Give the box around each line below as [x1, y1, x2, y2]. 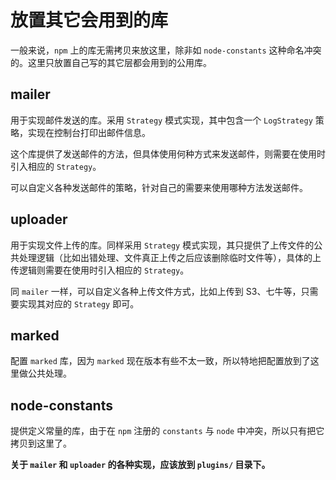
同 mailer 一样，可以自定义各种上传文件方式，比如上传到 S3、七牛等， [10, 285, 302, 297]
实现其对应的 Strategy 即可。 [18, 297, 140, 310]
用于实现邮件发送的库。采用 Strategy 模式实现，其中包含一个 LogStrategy [10, 114, 313, 126]
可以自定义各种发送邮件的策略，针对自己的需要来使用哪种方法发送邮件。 [10, 181, 308, 193]
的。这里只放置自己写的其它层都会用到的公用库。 [10, 56, 212, 68]
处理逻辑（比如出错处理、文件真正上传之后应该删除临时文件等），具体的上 [18, 251, 322, 263]
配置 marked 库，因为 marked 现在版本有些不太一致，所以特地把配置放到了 [10, 355, 311, 367]
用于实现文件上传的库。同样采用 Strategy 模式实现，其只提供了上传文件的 [10, 239, 315, 251]
